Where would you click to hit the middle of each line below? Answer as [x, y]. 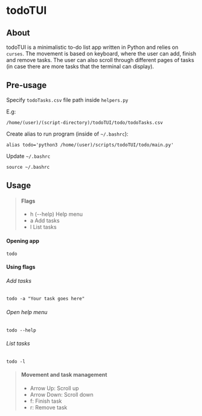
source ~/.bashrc [28, 167]
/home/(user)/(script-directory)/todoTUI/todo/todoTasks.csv [85, 122]
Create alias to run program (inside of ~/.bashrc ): [67, 134]
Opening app [23, 241]
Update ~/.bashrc [28, 156]
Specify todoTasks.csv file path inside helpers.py [67, 99]
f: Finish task [46, 401]
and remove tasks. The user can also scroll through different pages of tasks [100, 60]
